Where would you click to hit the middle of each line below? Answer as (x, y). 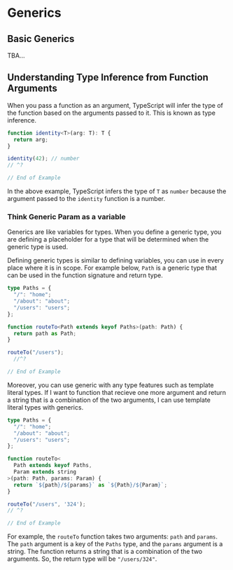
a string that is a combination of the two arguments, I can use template (109, 400)
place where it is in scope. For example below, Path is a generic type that (112, 268)
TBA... (16, 55)
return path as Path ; (45, 333)
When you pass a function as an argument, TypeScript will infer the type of (115, 105)
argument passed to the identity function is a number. (86, 199)
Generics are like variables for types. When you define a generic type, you (114, 232)
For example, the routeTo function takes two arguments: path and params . (113, 536)
